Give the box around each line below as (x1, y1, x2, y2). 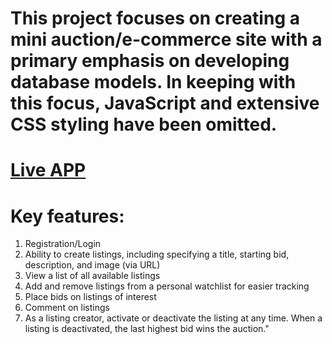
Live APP (10, 159, 87, 182)
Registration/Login (24, 238, 102, 250)
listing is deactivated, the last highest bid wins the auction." (24, 323, 270, 335)
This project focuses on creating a (10, 7, 300, 30)
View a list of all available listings (24, 270, 161, 282)
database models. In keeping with (10, 71, 297, 94)
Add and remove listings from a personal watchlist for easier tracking (24, 280, 310, 292)
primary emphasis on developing (10, 50, 290, 72)
